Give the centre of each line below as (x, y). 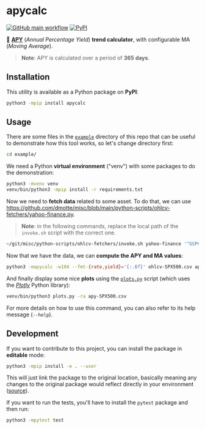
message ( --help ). (30, 314)
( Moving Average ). (30, 46)
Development (33, 334)
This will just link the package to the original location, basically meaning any (102, 378)
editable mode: (26, 355)
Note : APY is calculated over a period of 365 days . (85, 58)
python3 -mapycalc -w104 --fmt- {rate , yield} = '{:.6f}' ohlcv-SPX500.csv (99, 267)
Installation (28, 77)
